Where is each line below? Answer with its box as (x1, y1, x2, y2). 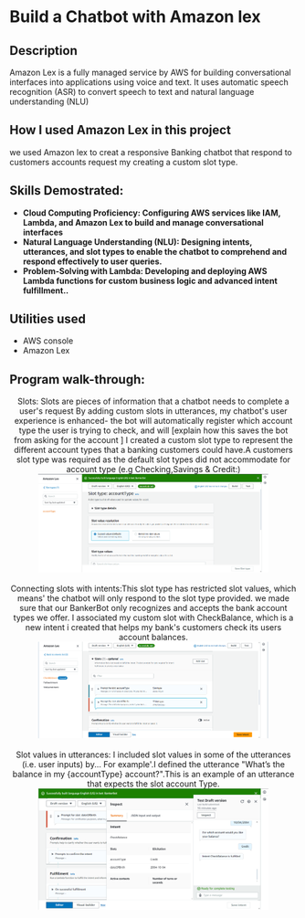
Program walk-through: (9, 372, 146, 387)
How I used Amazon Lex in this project (9, 122, 231, 138)
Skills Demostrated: (9, 183, 124, 198)
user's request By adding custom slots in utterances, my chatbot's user (19, 406, 288, 417)
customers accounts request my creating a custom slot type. (9, 156, 238, 167)
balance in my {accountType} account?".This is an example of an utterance (12, 768, 295, 779)
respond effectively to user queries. (22, 256, 163, 267)
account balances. (118, 631, 189, 642)
